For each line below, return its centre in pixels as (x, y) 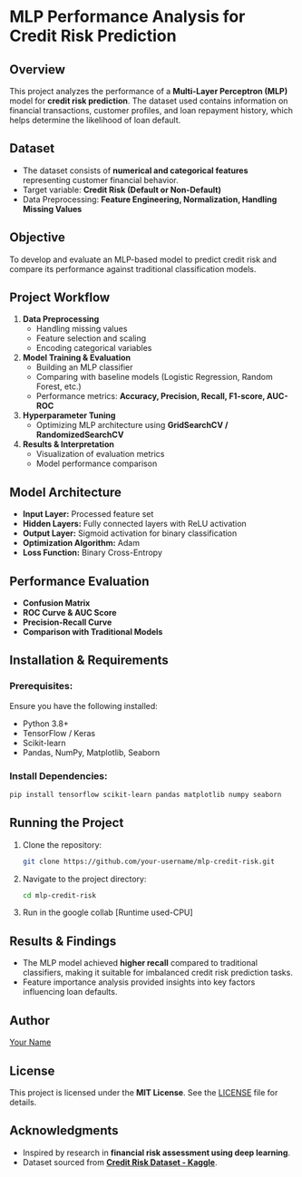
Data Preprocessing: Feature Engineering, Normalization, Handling (150, 199)
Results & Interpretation (68, 444)
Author (29, 1021)
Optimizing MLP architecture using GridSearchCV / (132, 425)
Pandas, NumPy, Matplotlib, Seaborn (91, 752)
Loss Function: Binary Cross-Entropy (93, 553)
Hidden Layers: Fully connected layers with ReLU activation (134, 524)
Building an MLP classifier (84, 367)
